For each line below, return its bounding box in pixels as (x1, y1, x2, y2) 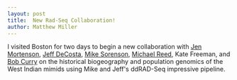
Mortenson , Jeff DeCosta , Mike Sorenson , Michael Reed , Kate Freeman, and (7, 50, 231, 58)
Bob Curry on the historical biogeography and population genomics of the (7, 58, 224, 66)
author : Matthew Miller (7, 23, 78, 30)
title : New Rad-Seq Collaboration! (7, 17, 116, 24)
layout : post (7, 10, 46, 18)
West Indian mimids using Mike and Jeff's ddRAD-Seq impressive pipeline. (7, 65, 226, 74)
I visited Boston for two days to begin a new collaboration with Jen (7, 43, 202, 51)
